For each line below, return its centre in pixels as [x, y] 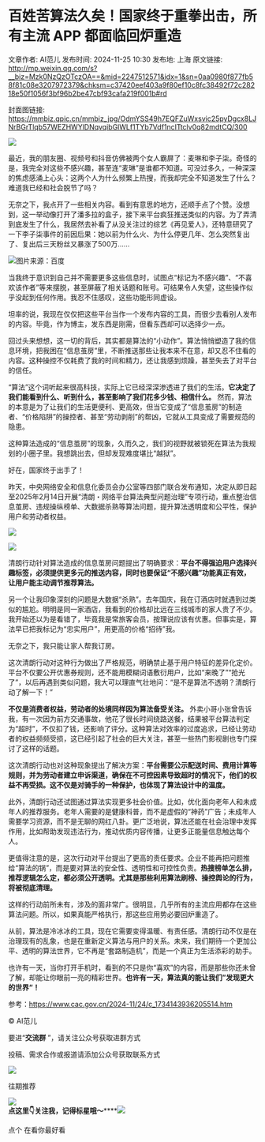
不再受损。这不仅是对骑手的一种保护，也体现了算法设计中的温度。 [122, 785]
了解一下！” [34, 692]
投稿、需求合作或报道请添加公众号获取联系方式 [84, 1054]
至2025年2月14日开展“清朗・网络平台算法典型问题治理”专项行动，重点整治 [129, 496]
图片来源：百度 [40, 261]
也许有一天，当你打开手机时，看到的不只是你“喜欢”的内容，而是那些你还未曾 [132, 967]
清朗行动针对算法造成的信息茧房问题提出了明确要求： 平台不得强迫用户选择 [129, 562]
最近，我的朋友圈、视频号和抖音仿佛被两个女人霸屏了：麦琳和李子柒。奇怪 [129, 158]
